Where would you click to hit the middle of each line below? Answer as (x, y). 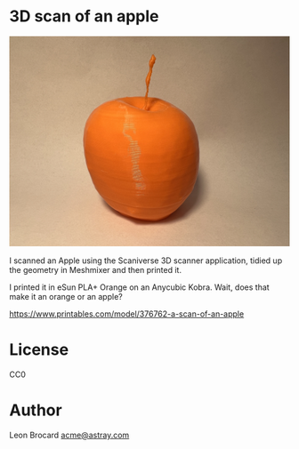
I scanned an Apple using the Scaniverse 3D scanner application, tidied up (146, 261)
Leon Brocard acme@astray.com (69, 435)
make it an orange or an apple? (66, 296)
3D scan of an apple (84, 16)
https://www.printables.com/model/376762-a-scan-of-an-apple (127, 314)
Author (36, 410)
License (39, 350)
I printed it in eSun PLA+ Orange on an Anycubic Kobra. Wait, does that (139, 287)
